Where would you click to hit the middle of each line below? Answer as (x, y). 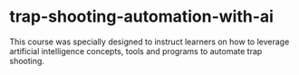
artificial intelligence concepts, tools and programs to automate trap (136, 51)
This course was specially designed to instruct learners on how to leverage (149, 42)
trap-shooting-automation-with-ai (142, 17)
